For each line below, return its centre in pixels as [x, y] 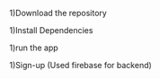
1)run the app [34, 48]
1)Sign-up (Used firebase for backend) [81, 65]
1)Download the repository [58, 13]
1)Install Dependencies [51, 30]
